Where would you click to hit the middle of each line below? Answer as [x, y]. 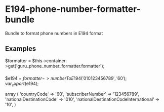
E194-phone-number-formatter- [73, 9]
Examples [20, 49]
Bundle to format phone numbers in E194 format [54, 33]
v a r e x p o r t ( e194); [22, 84]
